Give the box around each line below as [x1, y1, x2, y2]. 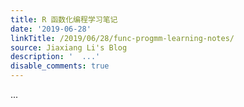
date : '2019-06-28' [10, 24, 92, 34]
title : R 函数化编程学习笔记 [10, 14, 118, 25]
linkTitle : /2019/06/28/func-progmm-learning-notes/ [10, 33, 235, 43]
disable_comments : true [10, 61, 110, 71]
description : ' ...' [10, 52, 101, 62]
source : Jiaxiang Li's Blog [10, 42, 128, 53]
